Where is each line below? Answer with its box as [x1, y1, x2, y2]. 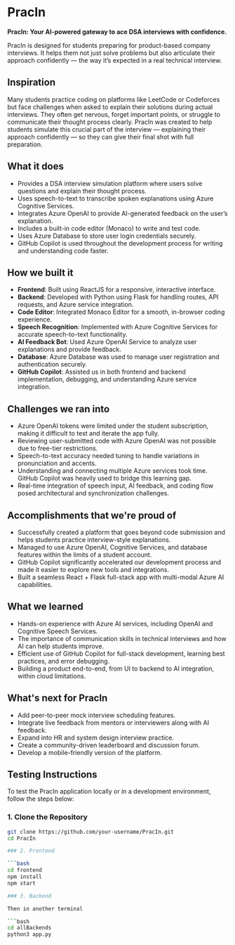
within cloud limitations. [17, 671, 86, 680]
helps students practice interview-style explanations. [17, 535, 171, 544]
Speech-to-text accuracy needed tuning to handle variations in [17, 452, 200, 460]
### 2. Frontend [7, 847, 55, 855]
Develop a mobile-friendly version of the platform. [17, 748, 163, 756]
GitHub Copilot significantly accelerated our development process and [17, 558, 222, 566]
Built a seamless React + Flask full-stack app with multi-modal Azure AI [17, 573, 224, 581]
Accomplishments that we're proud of [7, 509, 177, 521]
